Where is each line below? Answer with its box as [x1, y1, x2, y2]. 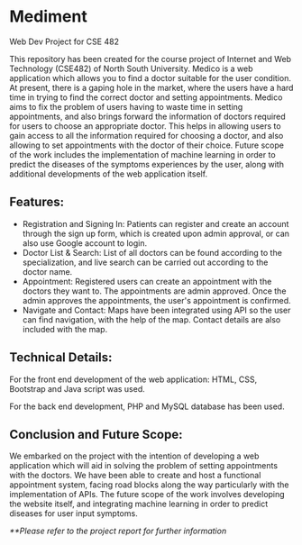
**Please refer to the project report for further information [9, 525, 227, 537]
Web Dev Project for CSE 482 [9, 36, 120, 47]
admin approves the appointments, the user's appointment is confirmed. [22, 295, 291, 305]
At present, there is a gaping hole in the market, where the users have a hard [9, 82, 294, 93]
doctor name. [22, 266, 73, 277]
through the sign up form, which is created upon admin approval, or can [22, 228, 290, 239]
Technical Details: [9, 350, 113, 366]
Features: [9, 195, 65, 210]
